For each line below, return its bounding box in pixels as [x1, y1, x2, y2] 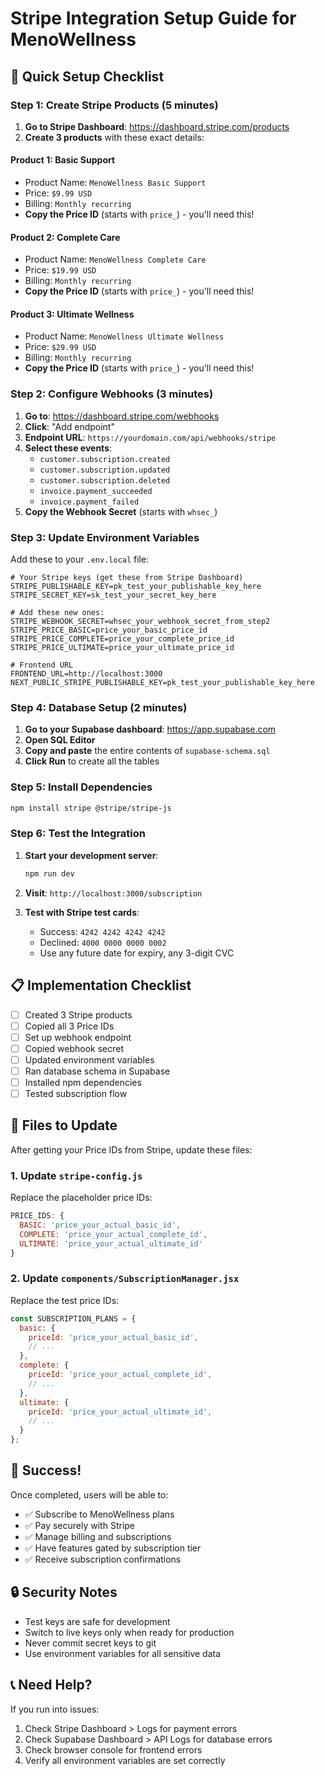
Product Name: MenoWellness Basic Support [24, 177, 207, 189]
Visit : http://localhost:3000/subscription [24, 887, 203, 899]
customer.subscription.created [39, 454, 171, 464]
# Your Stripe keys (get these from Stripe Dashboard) [10, 573, 244, 583]
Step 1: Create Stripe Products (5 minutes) [10, 98, 219, 112]
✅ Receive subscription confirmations [24, 1553, 182, 1565]
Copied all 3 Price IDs [24, 1020, 115, 1032]
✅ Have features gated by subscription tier [24, 1542, 202, 1554]
